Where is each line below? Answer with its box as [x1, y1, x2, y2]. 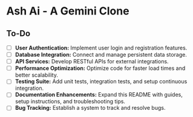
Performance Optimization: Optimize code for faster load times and [15, 65, 186, 72]
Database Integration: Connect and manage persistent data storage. [15, 51, 188, 58]
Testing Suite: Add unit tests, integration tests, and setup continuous [15, 78, 188, 85]
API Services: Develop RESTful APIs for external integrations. [15, 58, 169, 65]
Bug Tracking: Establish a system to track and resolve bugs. [15, 104, 166, 112]
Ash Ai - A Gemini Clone [6, 4, 129, 18]
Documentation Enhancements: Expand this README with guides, [15, 91, 183, 98]
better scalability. [15, 71, 59, 79]
